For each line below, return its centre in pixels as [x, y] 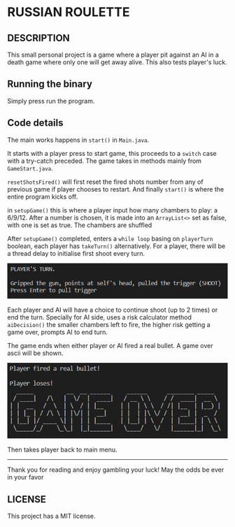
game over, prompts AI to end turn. [58, 332]
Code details [36, 123]
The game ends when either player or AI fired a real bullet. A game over [110, 345]
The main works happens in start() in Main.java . [78, 140]
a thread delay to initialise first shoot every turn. [76, 253]
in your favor [26, 477]
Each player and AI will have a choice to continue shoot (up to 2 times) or [113, 310]
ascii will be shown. [35, 353]
